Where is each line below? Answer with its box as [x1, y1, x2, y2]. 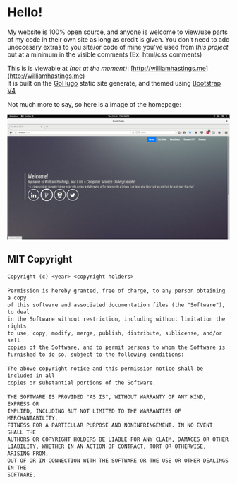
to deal [7, 309, 30, 316]
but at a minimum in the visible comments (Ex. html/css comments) [7, 50, 202, 59]
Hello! [7, 4, 43, 21]
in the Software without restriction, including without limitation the [7, 316, 226, 323]
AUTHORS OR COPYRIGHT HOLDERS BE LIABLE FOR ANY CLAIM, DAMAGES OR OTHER [7, 436, 229, 443]
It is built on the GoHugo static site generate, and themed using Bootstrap [7, 79, 221, 87]
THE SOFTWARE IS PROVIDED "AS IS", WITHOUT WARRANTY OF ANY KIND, [7, 393, 207, 401]
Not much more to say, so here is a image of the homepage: [7, 100, 181, 108]
